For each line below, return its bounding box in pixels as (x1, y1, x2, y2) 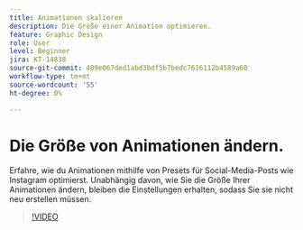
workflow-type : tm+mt (9, 72, 91, 81)
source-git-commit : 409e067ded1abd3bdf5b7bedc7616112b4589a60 (9, 64, 248, 73)
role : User (9, 38, 50, 48)
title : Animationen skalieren (9, 13, 124, 23)
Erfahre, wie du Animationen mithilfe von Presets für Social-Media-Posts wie (9, 165, 294, 176)
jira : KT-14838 (9, 55, 67, 64)
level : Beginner (9, 47, 70, 56)
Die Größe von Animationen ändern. (9, 135, 284, 156)
